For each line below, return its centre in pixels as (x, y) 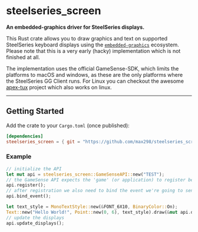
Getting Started (35, 111)
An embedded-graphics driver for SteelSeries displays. (75, 27)
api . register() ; (26, 185)
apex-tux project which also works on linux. (59, 87)
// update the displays (35, 218)
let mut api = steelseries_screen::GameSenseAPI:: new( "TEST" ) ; (85, 174)
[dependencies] (25, 136)
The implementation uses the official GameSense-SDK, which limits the (93, 68)
